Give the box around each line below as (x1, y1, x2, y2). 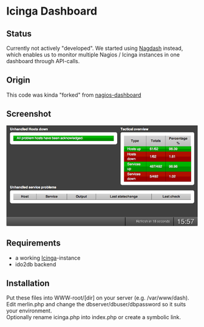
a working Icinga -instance (15, 254, 81, 261)
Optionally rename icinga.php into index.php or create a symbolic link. (6, 314, 181, 321)
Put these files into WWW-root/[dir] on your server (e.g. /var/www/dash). (6, 294, 189, 301)
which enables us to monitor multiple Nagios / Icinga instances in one (6, 51, 180, 58)
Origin (6, 75, 30, 86)
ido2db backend (15, 260, 56, 268)
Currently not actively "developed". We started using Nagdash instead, (6, 44, 183, 52)
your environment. (6, 307, 52, 314)
